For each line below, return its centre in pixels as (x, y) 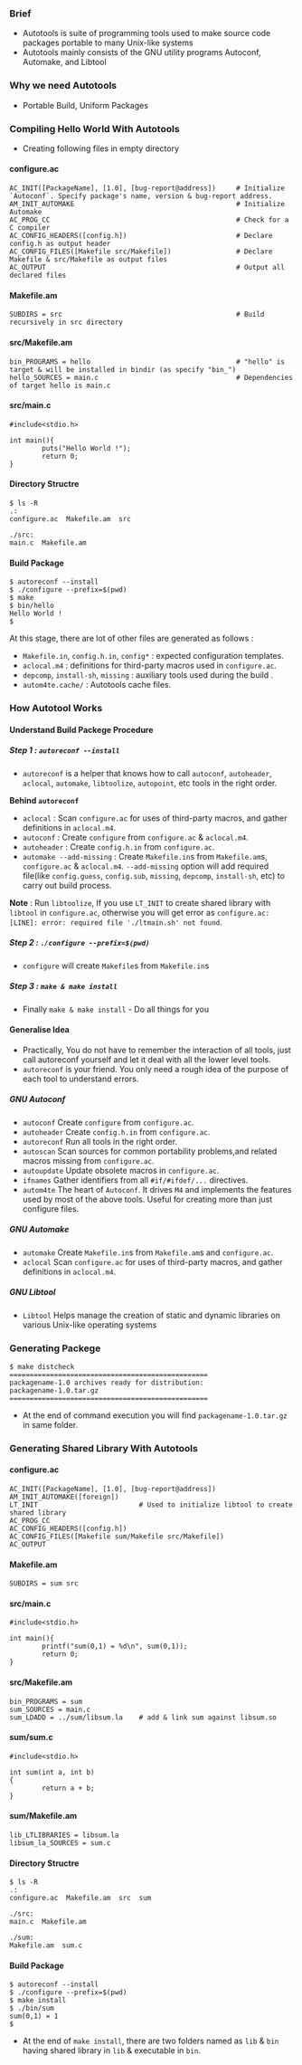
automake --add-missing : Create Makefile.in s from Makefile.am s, (145, 856)
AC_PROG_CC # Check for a (149, 220)
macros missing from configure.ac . (89, 1160)
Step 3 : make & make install (63, 986)
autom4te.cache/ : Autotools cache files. (97, 685)
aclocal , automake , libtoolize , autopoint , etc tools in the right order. (150, 783)
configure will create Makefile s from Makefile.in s (116, 966)
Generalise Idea (39, 1030)
